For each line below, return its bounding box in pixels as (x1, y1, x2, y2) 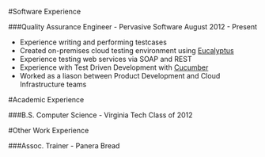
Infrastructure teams (19, 79, 87, 89)
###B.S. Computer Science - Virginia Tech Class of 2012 (8, 110, 193, 120)
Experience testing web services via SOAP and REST (19, 55, 192, 63)
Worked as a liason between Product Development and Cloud (19, 71, 221, 80)
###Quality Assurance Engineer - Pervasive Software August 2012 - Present (8, 22, 258, 31)
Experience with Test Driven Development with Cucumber (19, 63, 209, 72)
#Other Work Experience (8, 126, 89, 135)
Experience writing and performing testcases (19, 37, 168, 47)
